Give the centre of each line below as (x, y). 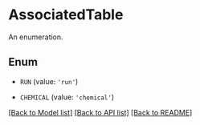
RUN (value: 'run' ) (49, 81)
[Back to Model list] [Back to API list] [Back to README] (100, 112)
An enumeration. (36, 37)
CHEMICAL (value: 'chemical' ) (67, 97)
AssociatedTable (66, 15)
